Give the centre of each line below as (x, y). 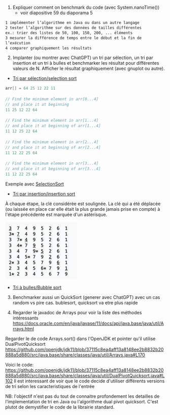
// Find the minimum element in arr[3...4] (52, 163)
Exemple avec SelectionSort (35, 184)
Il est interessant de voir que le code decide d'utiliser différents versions (89, 381)
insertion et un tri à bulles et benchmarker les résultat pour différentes (86, 63)
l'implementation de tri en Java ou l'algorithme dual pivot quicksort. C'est (82, 401)
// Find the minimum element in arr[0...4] (52, 99)
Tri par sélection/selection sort (45, 78)
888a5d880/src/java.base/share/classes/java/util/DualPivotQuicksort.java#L (85, 375)
